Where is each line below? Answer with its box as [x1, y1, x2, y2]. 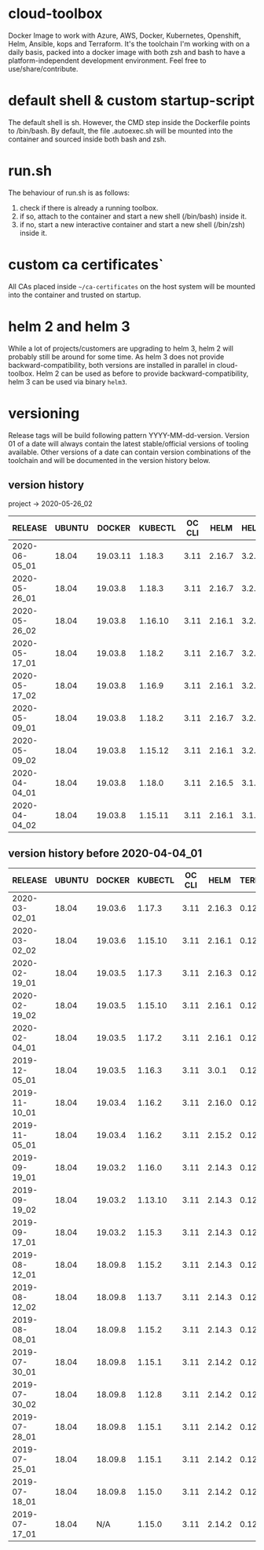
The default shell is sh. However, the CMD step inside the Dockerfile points [8, 117, 251, 127]
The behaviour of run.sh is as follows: [8, 188, 130, 197]
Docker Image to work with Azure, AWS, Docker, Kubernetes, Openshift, [8, 31, 241, 40]
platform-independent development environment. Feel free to [8, 56, 207, 65]
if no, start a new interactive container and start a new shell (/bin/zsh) [19, 219, 245, 229]
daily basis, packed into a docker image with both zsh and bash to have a [8, 47, 246, 57]
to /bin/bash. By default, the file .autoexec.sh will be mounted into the [8, 126, 233, 135]
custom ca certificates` [8, 256, 164, 274]
